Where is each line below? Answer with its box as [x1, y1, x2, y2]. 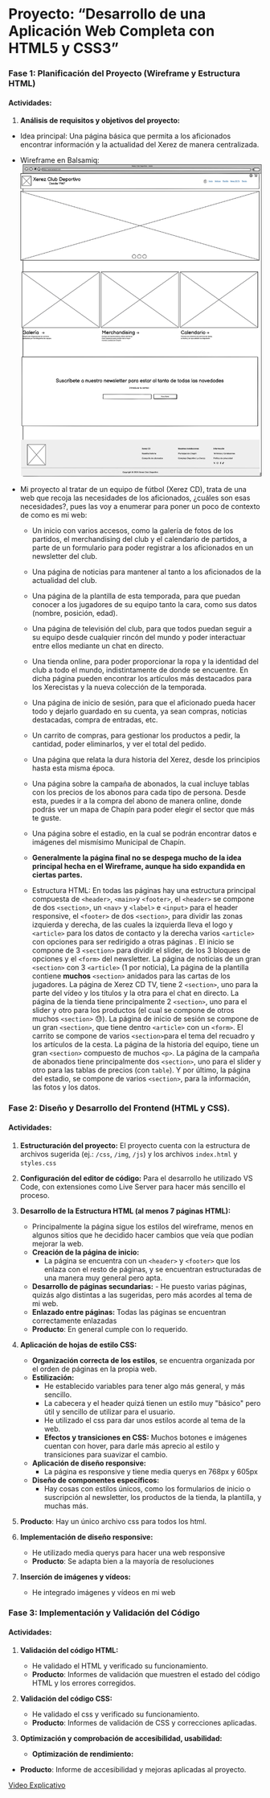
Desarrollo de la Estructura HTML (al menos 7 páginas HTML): [19, 1205, 231, 1216]
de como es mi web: [19, 510, 88, 520]
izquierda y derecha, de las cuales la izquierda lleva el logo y [31, 920, 233, 930]
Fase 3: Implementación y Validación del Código [8, 1607, 201, 1618]
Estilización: [31, 1372, 75, 1382]
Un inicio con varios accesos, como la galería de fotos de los [31, 526, 234, 535]
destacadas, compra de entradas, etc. [31, 715, 158, 725]
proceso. [19, 1190, 50, 1200]
